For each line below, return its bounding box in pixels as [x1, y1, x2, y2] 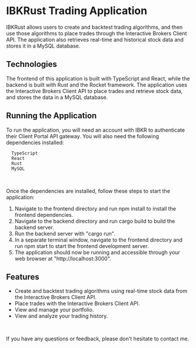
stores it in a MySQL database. [6, 42, 81, 49]
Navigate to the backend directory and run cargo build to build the [14, 217, 175, 225]
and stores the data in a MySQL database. [6, 93, 108, 101]
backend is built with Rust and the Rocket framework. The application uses [6, 81, 187, 88]
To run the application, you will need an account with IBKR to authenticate [6, 126, 185, 133]
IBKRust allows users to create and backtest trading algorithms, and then [6, 24, 183, 31]
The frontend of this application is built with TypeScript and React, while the [6, 75, 190, 82]
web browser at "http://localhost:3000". [14, 255, 112, 262]
